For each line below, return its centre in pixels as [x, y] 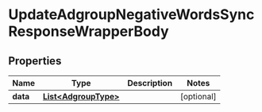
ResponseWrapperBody [89, 31]
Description [150, 83]
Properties [35, 61]
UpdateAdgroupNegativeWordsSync [131, 15]
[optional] [198, 97]
